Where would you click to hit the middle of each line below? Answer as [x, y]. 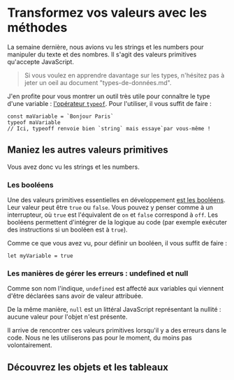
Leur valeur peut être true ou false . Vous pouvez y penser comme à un [110, 208]
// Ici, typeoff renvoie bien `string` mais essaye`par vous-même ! [109, 128]
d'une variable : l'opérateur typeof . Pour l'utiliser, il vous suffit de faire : [109, 103]
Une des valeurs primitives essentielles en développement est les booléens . [116, 200]
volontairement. [30, 345]
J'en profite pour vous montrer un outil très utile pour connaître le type [109, 96]
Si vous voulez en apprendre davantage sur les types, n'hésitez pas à [124, 75]
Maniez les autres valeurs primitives [88, 150]
